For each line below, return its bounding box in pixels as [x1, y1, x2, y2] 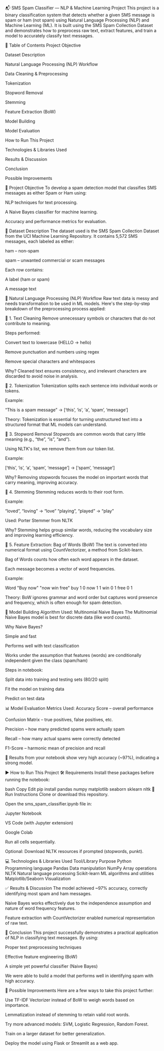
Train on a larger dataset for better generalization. [5, 1031, 106, 1036]
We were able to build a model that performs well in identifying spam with [5, 973, 153, 978]
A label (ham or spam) [5, 276, 50, 282]
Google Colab [5, 829, 33, 835]
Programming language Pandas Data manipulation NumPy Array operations [5, 865, 157, 871]
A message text [5, 286, 37, 292]
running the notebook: [5, 777, 50, 782]
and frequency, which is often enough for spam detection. [5, 600, 122, 605]
